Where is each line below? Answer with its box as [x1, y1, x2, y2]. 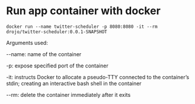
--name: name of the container [6, 50, 82, 57]
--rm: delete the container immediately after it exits [6, 91, 131, 98]
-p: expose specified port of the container [6, 62, 108, 69]
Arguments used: [6, 39, 49, 46]
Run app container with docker [6, 4, 161, 18]
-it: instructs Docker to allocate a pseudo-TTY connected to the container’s [6, 73, 190, 80]
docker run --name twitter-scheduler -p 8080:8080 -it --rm [6, 24, 158, 30]
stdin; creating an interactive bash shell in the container [6, 80, 142, 87]
